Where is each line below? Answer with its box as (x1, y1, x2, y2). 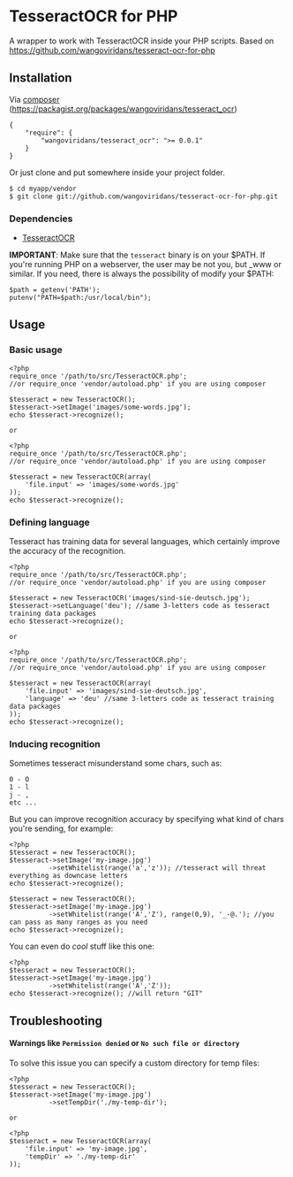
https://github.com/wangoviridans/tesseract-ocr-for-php (9, 44, 216, 55)
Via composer (9, 94, 60, 104)
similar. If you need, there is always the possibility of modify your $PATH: (9, 268, 274, 280)
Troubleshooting (9, 1013, 103, 1028)
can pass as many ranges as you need (9, 918, 148, 927)
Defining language (9, 516, 90, 528)
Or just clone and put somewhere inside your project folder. (9, 166, 226, 178)
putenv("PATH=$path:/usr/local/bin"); (9, 294, 152, 303)
